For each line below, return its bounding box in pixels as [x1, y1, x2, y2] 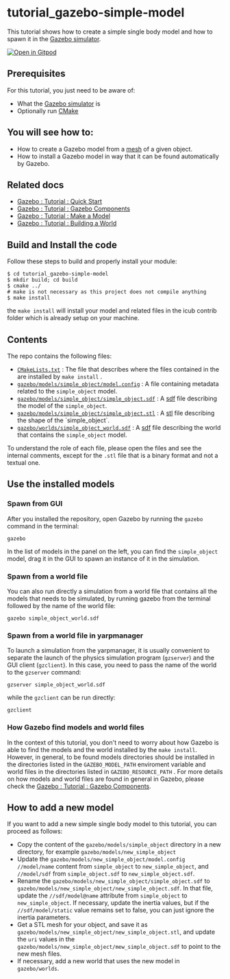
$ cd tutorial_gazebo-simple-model [7, 271, 109, 278]
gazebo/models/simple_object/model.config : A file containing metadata [16, 380, 219, 388]
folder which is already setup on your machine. [7, 314, 140, 322]
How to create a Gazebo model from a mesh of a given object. [16, 145, 193, 153]
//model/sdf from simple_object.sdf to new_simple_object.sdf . [16, 869, 195, 878]
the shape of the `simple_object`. [16, 416, 110, 424]
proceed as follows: [7, 827, 63, 836]
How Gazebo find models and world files [7, 723, 145, 732]
